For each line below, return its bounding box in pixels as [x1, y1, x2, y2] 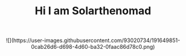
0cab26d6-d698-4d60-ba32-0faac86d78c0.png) [31, 43, 155, 50]
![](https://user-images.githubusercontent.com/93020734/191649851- [5, 37, 181, 44]
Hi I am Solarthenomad [34, 4, 152, 18]
